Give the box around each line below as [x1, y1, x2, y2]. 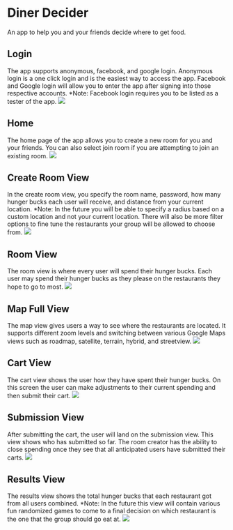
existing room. [7, 151, 49, 160]
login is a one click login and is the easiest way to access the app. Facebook [7, 74, 226, 82]
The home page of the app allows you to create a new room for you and [7, 136, 214, 144]
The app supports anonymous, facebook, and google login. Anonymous [7, 66, 214, 75]
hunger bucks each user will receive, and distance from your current [7, 197, 204, 206]
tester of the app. [7, 97, 57, 105]
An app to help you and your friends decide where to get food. [7, 28, 186, 36]
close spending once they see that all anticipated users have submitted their [7, 445, 226, 453]
